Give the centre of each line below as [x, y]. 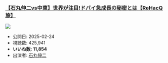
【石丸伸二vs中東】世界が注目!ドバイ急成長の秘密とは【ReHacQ [84, 7]
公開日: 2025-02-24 [33, 36]
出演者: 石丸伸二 [29, 55]
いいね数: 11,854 [30, 49]
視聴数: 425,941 [29, 43]
